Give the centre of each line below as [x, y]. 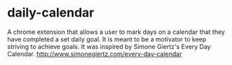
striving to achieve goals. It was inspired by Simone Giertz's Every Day [109, 46]
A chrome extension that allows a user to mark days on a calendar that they [116, 32]
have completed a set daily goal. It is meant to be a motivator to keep [107, 39]
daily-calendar [51, 13]
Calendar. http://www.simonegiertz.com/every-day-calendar [95, 54]
